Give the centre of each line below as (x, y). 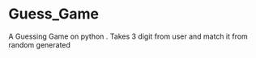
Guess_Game (54, 14)
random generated (40, 44)
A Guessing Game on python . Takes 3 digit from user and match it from (128, 36)
